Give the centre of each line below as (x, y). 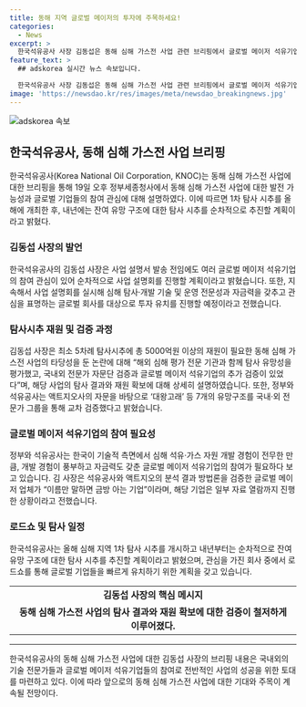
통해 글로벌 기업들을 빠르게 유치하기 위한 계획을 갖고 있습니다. (143, 571)
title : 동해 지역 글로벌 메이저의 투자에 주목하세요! (95, 18)
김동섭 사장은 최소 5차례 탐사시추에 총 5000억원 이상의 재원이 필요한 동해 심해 (148, 351)
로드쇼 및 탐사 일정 (47, 527)
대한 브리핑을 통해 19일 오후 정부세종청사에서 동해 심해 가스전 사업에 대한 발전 (147, 187)
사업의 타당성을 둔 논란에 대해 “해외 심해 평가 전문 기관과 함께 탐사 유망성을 (159, 362)
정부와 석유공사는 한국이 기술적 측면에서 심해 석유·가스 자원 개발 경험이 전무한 (147, 455)
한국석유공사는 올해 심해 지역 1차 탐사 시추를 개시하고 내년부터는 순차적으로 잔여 (151, 548)
